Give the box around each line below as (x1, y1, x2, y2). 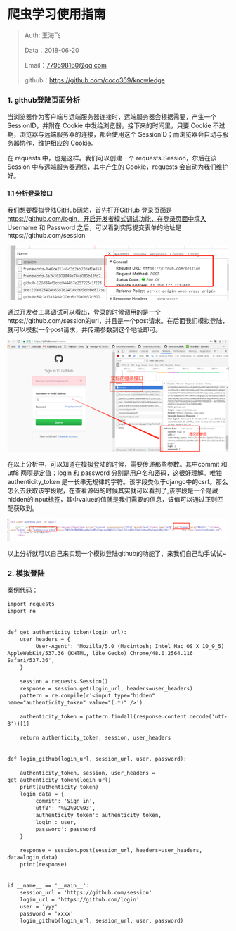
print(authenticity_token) (20, 784, 99, 791)
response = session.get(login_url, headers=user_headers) (20, 685, 193, 692)
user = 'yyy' (20, 904, 58, 911)
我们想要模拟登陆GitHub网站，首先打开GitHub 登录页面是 (7, 205, 173, 215)
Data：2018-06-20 (24, 46, 79, 54)
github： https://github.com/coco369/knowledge (24, 75, 165, 84)
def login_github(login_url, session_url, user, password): (7, 756, 188, 763)
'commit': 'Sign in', (32, 798, 96, 805)
